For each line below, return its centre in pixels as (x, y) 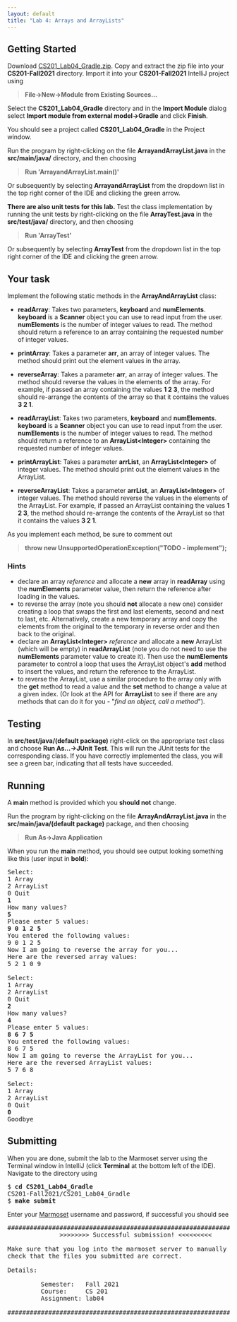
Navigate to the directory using (52, 1173)
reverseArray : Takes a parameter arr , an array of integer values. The (118, 374)
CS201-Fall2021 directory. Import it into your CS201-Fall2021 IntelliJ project (118, 73)
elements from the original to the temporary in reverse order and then (119, 626)
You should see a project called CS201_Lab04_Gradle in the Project (106, 130)
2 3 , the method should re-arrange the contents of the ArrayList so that (121, 513)
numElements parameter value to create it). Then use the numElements (123, 657)
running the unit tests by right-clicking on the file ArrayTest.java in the (110, 214)
